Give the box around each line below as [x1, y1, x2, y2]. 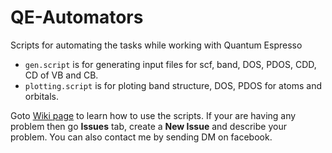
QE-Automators [10, 6, 144, 29]
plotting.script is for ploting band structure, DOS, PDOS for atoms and [24, 79, 323, 91]
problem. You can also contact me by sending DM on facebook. [10, 131, 273, 143]
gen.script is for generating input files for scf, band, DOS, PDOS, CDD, [24, 58, 317, 70]
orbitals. [24, 90, 59, 102]
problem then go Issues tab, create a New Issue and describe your [10, 120, 287, 132]
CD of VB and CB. [24, 69, 99, 81]
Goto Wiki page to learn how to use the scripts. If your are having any [10, 109, 297, 121]
